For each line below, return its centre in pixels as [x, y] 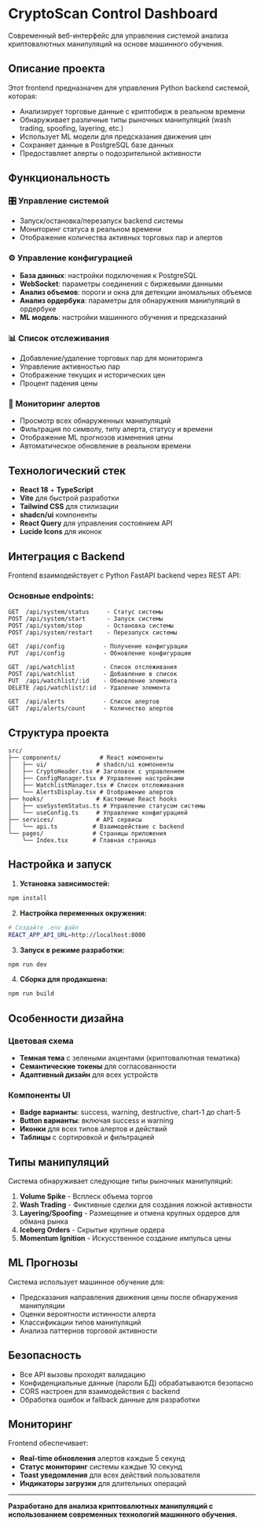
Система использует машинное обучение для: [86, 1282]
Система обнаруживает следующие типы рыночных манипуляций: [121, 1181]
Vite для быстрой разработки [69, 498]
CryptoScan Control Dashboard [113, 14]
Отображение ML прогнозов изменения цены [96, 437]
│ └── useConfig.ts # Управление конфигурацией [98, 813]
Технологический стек [67, 471]
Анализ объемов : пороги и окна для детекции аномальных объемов [136, 292]
